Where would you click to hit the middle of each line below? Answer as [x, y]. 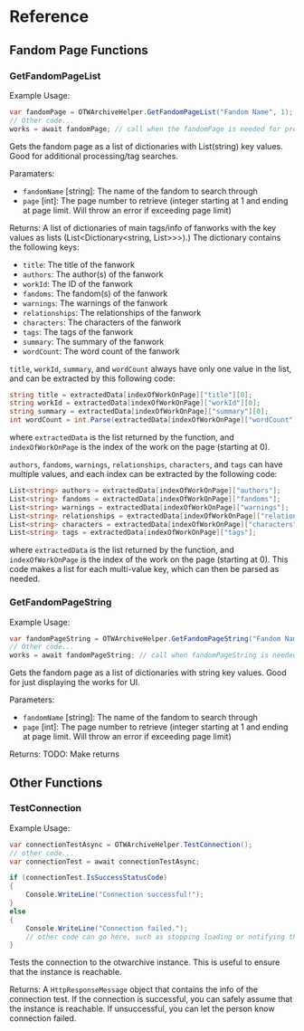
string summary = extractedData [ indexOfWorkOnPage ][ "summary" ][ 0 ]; [139, 412]
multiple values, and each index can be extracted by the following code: [143, 474]
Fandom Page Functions [79, 50]
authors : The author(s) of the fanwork [93, 274]
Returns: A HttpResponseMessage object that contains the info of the [134, 989]
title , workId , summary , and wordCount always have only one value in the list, [151, 368]
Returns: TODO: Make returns [65, 754]
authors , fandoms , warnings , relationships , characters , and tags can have [146, 464]
